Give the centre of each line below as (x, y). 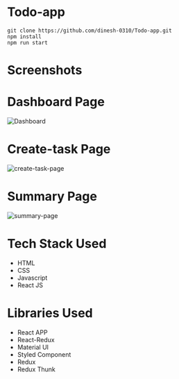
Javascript (32, 278)
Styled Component (44, 354)
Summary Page (52, 197)
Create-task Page (59, 149)
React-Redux (36, 339)
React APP (32, 332)
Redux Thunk (36, 369)
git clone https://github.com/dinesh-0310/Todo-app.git (89, 31)
